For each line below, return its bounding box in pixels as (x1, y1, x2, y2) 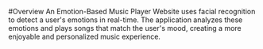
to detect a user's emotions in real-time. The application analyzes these (8, 15, 243, 24)
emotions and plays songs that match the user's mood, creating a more (8, 24, 242, 32)
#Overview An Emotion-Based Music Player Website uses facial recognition (8, 7, 256, 16)
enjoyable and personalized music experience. (8, 32, 161, 41)
